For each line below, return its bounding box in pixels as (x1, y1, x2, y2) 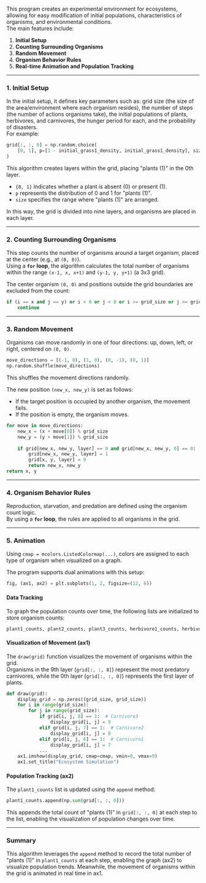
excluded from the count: (6, 287, 71, 295)
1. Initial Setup (6, 83, 49, 92)
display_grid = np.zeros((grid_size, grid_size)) (17, 696, 147, 702)
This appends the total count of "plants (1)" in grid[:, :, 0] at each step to (6, 809, 197, 816)
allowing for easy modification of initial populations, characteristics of (6, 12, 182, 19)
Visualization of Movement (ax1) (6, 639, 91, 646)
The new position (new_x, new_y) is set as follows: (6, 386, 134, 393)
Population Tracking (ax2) (6, 772, 74, 779)
